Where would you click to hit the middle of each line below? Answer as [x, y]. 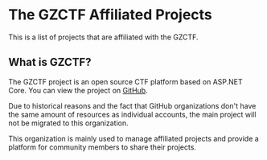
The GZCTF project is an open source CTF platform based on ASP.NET [125, 81]
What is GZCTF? [50, 62]
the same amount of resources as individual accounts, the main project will [132, 114]
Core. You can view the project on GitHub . [78, 90]
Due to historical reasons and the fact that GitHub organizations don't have [132, 105]
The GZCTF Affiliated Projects [111, 15]
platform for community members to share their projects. [103, 147]
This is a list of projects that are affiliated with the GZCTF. [103, 37]
